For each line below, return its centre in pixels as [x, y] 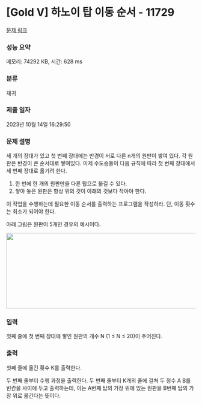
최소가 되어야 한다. [34, 212]
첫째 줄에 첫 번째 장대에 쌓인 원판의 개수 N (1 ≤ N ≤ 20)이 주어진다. [84, 336]
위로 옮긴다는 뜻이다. [37, 395]
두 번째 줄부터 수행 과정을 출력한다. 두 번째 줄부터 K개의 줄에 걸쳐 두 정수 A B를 [99, 380]
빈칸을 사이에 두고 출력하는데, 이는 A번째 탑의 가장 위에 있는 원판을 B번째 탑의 [97, 388]
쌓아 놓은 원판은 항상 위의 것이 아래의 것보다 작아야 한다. [81, 191]
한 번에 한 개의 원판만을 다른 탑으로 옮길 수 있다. [71, 184]
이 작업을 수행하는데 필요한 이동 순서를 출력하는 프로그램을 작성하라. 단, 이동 [95, 204]
